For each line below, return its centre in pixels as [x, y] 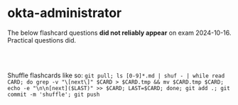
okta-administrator [65, 13]
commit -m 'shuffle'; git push [54, 94]
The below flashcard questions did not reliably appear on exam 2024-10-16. [119, 33]
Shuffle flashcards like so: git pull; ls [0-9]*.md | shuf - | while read [116, 75]
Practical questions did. [42, 40]
